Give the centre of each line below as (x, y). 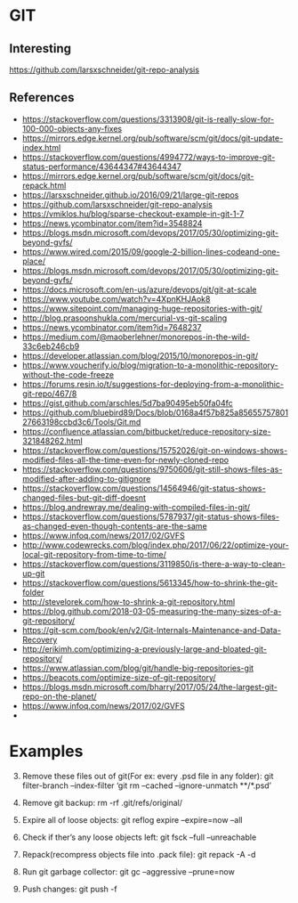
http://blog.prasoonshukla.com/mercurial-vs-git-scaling (125, 318)
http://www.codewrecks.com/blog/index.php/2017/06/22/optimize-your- (155, 545)
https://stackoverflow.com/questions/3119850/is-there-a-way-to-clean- (154, 564)
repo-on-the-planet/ (59, 696)
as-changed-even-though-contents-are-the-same (114, 525)
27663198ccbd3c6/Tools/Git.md (81, 422)
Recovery (40, 639)
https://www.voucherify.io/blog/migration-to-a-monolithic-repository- (150, 365)
